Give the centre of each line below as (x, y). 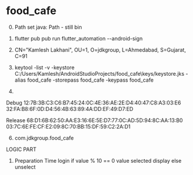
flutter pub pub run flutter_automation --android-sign (78, 38)
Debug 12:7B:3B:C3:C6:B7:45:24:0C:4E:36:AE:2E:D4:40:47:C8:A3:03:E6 (94, 102)
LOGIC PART (21, 149)
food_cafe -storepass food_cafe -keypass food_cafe (90, 80)
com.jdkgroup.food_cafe (44, 138)
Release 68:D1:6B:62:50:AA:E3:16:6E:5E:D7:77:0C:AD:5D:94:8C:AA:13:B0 (94, 120)
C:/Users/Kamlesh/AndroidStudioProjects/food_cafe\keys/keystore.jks (99, 73)
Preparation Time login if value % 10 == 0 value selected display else (98, 160)
